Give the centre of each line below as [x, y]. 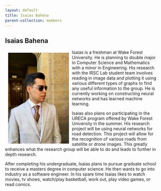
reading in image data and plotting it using [114, 78]
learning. [81, 104]
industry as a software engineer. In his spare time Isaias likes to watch [75, 174]
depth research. [21, 155]
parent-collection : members [34, 20]
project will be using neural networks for [113, 129]
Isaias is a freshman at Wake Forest [107, 52]
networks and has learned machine [107, 99]
